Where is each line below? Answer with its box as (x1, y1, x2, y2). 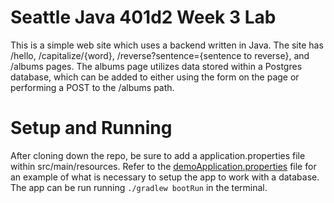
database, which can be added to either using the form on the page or (10, 71, 300, 83)
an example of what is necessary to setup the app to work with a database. (10, 171, 320, 183)
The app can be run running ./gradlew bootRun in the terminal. (10, 181, 268, 193)
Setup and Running (10, 117, 173, 140)
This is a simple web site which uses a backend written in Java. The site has (10, 39, 324, 51)
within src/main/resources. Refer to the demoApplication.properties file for (10, 160, 317, 172)
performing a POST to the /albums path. (10, 81, 175, 93)
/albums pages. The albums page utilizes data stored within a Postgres (10, 60, 303, 72)
